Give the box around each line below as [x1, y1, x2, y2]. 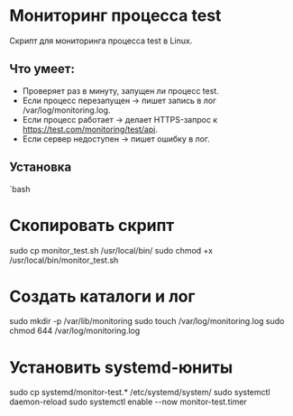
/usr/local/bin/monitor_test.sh [9, 254, 119, 265]
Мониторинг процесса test [9, 5, 222, 26]
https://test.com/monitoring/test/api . [22, 124, 158, 134]
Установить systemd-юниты [9, 357, 233, 377]
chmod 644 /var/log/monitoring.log [9, 326, 141, 337]
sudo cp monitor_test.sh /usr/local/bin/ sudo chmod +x [9, 245, 214, 255]
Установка [9, 160, 72, 175]
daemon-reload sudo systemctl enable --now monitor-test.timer [9, 396, 248, 407]
